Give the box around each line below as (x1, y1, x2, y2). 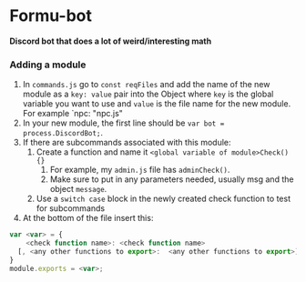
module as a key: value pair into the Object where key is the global (22, 88, 274, 100)
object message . (49, 184, 107, 195)
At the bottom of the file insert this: (22, 213, 154, 224)
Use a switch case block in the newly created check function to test (36, 193, 291, 205)
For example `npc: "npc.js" (22, 108, 123, 119)
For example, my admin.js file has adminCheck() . (49, 165, 230, 176)
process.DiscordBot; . (22, 127, 103, 138)
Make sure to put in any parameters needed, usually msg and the (49, 174, 294, 185)
